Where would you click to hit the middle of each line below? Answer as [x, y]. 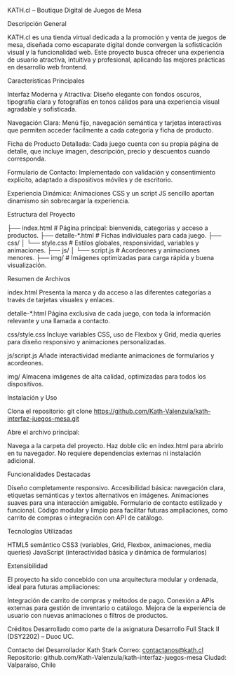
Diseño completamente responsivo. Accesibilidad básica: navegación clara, [116, 488]
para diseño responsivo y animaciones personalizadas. [87, 342]
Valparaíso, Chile [32, 665]
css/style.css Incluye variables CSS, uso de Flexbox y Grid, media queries [114, 334]
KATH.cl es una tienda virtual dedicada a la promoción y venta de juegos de [117, 37]
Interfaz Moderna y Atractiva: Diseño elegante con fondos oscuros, [105, 94]
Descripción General [37, 23]
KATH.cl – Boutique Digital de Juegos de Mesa [74, 10]
